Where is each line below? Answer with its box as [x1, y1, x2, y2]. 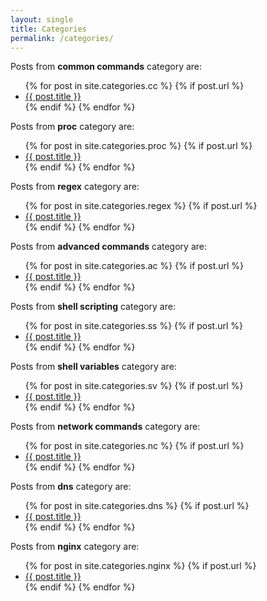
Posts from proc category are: [10, 121, 135, 133]
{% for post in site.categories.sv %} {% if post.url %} [24, 380, 244, 392]
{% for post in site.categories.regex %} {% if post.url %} [24, 200, 258, 212]
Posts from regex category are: [10, 181, 140, 193]
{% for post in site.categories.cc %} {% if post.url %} [24, 80, 245, 92]
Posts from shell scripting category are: [10, 301, 176, 313]
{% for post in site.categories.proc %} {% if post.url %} [24, 140, 253, 152]
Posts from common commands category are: [10, 61, 203, 73]
